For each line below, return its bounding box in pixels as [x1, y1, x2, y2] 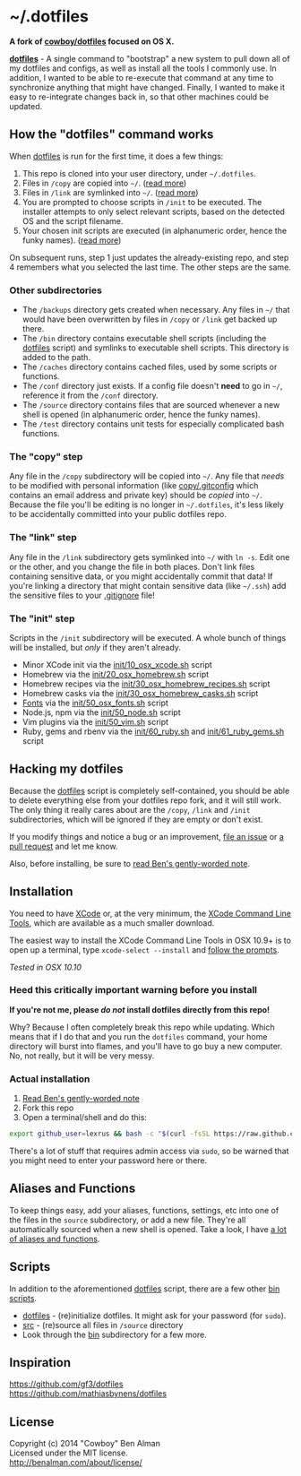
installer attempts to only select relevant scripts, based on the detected [21, 206, 285, 217]
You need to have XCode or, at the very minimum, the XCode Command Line [9, 908, 292, 919]
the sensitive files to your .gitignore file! [9, 590, 155, 600]
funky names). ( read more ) [21, 235, 122, 246]
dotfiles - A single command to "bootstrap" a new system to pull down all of [9, 53, 290, 64]
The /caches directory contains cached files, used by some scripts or [21, 361, 278, 373]
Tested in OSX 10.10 [9, 962, 82, 972]
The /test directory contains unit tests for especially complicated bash [21, 419, 285, 429]
